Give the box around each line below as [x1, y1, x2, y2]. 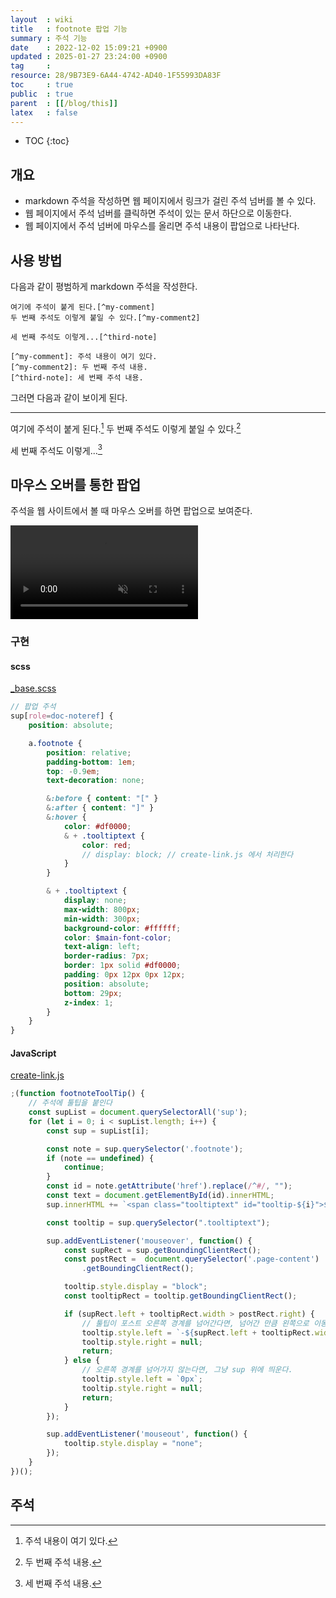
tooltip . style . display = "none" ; [63, 1439, 203, 1449]
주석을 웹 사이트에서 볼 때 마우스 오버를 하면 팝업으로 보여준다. [10, 505, 253, 517]
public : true [10, 89, 74, 99]
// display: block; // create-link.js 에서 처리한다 [81, 849, 294, 860]
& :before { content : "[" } [46, 794, 159, 804]
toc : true [10, 80, 74, 90]
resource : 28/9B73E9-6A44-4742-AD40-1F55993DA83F [10, 71, 222, 81]
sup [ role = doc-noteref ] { [10, 711, 114, 721]
